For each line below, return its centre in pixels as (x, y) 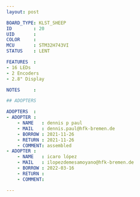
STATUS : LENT (28, 51)
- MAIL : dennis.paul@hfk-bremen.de (66, 129)
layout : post (23, 12)
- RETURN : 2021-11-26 (46, 140)
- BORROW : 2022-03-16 (46, 168)
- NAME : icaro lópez (47, 157)
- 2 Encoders (23, 73)
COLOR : (21, 40)
